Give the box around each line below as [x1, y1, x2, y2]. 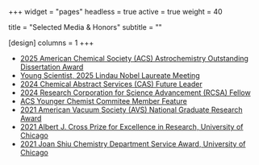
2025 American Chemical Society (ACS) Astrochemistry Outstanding [19, 54, 249, 63]
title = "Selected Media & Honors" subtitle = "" [8, 23, 163, 31]
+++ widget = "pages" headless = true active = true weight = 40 [8, 7, 223, 16]
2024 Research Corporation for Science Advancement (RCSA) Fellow [19, 88, 252, 97]
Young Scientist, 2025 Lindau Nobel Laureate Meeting [19, 71, 200, 80]
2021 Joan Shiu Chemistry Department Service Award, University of [19, 139, 246, 148]
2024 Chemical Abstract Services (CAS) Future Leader [19, 80, 203, 89]
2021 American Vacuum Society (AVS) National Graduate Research [19, 105, 243, 114]
